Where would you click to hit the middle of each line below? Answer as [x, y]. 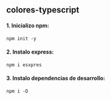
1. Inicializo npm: [28, 25]
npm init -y [21, 38]
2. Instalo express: [30, 52]
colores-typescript [43, 10]
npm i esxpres [24, 65]
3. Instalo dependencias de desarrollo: [56, 78]
